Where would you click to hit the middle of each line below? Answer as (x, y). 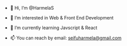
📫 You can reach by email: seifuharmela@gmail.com (66, 38)
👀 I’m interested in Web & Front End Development (62, 18)
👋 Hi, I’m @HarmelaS (32, 8)
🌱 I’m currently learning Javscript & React (54, 28)
